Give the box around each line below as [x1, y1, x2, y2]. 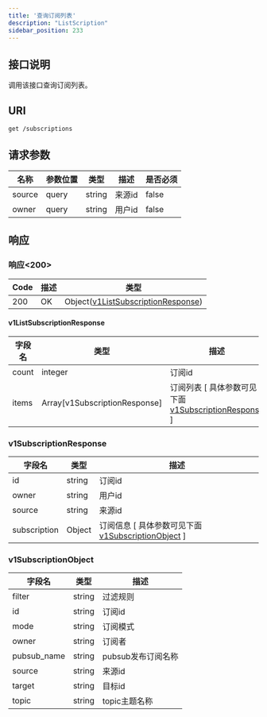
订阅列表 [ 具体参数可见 [169, 382, 257, 393]
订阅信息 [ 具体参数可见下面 [99, 520, 203, 530]
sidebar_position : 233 [8, 26, 83, 34]
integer [41, 366, 68, 377]
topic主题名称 [102, 696, 153, 707]
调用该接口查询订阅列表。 [8, 80, 92, 90]
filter [12, 591, 30, 602]
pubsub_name [12, 650, 66, 661]
